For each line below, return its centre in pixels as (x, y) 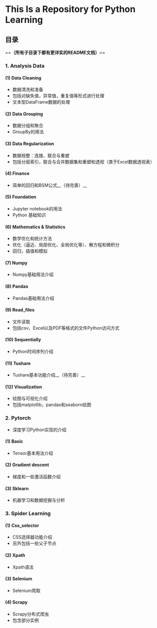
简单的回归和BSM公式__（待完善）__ (50, 185)
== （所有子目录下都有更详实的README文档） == (55, 53)
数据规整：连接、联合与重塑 (41, 155)
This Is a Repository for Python (70, 9)
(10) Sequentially (23, 340)
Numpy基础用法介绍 (33, 274)
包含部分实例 (25, 620)
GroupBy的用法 (28, 132)
